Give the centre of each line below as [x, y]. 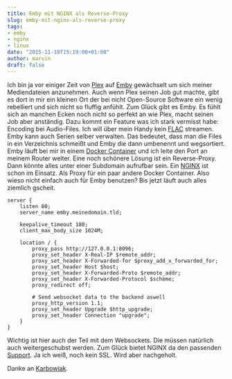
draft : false [26, 65]
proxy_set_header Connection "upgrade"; [91, 315]
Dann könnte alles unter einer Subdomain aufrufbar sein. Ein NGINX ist [108, 165]
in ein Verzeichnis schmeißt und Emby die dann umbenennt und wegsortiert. [116, 143]
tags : [15, 26]
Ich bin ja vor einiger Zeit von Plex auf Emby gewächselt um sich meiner [110, 84]
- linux [18, 46]
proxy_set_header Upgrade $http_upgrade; [93, 309]
